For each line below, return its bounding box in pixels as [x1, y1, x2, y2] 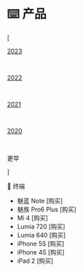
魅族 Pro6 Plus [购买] [16, 205, 77, 213]
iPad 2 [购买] [16, 257, 54, 265]
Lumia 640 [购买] [16, 231, 67, 239]
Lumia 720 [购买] [16, 222, 65, 231]
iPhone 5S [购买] [16, 239, 64, 248]
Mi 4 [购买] [16, 213, 48, 222]
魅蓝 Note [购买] [16, 196, 63, 204]
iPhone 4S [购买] [16, 248, 65, 256]
